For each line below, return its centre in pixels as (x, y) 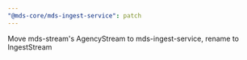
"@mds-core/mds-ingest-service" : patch (75, 16)
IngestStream (30, 47)
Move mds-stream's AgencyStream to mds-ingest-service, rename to (123, 38)
